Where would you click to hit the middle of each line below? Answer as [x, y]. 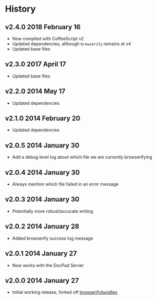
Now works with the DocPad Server [48, 265]
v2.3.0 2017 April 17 [36, 64]
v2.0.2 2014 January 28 [42, 227]
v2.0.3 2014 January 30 [42, 199]
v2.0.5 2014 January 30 [42, 145]
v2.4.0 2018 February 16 [43, 27]
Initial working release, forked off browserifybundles [65, 292]
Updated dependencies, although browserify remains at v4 [71, 44]
